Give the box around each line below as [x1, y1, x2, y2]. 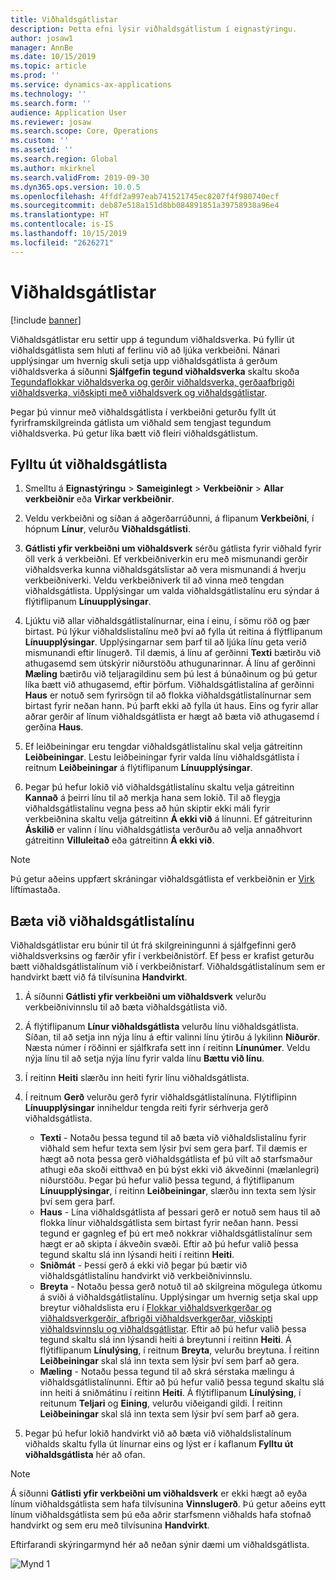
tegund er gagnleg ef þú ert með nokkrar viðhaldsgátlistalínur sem [39, 1227, 313, 1240]
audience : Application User [10, 107, 128, 118]
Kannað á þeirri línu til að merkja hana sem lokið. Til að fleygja [24, 792, 281, 804]
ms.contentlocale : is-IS [10, 219, 114, 230]
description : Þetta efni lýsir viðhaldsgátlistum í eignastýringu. [10, 24, 298, 34]
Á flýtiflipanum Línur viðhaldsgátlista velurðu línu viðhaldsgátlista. [24, 1021, 300, 1033]
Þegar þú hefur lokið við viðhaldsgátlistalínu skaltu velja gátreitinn [24, 781, 295, 793]
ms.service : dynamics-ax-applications [10, 80, 172, 90]
